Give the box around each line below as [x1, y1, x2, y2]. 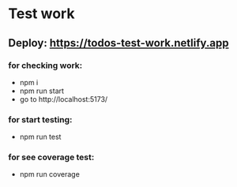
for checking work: [8, 60, 83, 71]
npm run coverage [19, 170, 81, 179]
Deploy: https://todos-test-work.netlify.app [8, 36, 229, 50]
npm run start [19, 86, 65, 95]
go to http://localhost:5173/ [19, 94, 108, 103]
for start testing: [8, 114, 73, 125]
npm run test [19, 132, 62, 142]
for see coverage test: [8, 151, 95, 163]
